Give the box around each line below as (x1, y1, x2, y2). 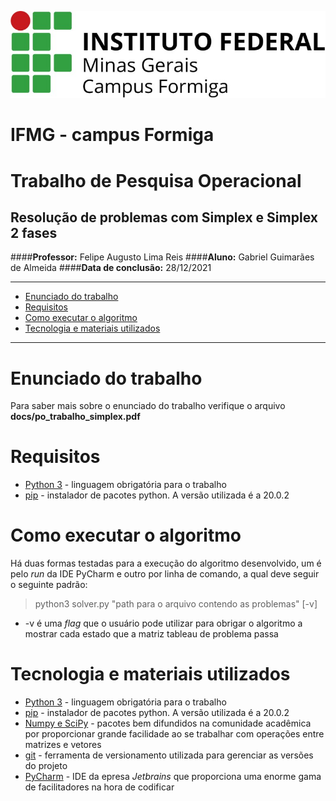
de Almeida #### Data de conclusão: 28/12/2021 (10, 262, 212, 274)
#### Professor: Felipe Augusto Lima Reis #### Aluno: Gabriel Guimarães (10, 251, 315, 263)
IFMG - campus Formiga (10, 124, 215, 146)
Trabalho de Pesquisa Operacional (10, 169, 302, 192)
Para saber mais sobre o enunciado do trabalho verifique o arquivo (10, 400, 286, 412)
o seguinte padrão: (10, 579, 88, 591)
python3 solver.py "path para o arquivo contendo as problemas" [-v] (34, 598, 318, 610)
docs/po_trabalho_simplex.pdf (10, 411, 141, 423)
